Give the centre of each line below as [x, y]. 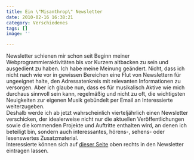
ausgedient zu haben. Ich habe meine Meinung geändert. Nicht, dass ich [96, 68]
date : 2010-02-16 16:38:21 [40, 17]
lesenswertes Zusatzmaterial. [42, 138]
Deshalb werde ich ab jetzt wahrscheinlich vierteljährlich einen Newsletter [97, 113]
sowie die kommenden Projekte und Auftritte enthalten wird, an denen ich [96, 126]
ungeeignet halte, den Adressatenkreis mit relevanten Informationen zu [93, 81]
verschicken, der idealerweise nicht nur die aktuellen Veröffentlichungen [95, 119]
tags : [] [17, 28]
